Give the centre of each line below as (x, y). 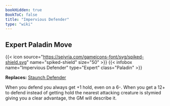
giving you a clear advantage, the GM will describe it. (61, 98)
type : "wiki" (19, 24)
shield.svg (16, 62)
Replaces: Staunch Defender (36, 78)
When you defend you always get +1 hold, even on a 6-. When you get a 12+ (85, 87)
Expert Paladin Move (39, 44)
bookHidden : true (24, 10)
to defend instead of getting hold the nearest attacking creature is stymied (83, 93)
